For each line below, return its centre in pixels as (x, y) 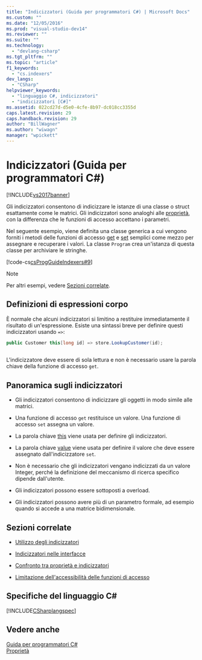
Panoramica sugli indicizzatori (64, 385)
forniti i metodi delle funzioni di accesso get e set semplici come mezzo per (100, 237)
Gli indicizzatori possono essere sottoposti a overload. (82, 490)
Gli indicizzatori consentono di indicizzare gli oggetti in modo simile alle (104, 400)
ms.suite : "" (23, 40)
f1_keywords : (23, 68)
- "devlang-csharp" (36, 51)
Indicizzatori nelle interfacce (50, 554)
